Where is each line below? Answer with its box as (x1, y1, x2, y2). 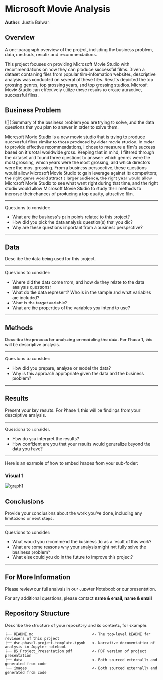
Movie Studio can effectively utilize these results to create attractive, (5, 87, 142, 93)
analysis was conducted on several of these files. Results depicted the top (5, 76, 154, 82)
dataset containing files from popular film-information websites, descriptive (5, 72, 156, 77)
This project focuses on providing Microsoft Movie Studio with (5, 61, 130, 67)
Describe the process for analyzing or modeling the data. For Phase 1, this (5, 337, 153, 342)
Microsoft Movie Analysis (5, 3, 111, 15)
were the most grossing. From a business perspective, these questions (5, 164, 147, 171)
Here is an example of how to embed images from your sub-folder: (5, 460, 139, 465)
